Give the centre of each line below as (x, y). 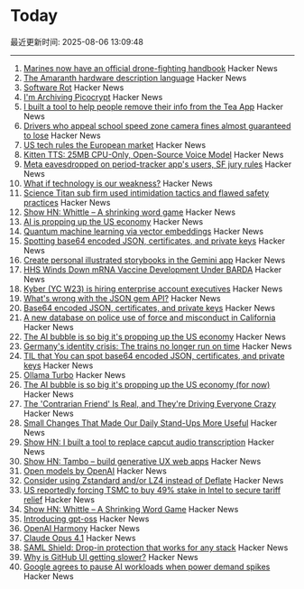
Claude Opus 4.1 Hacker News (79, 538)
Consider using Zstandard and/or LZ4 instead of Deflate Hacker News (153, 480)
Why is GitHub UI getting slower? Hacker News (111, 557)
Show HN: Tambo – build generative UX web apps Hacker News (142, 461)
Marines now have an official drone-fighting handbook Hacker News (150, 68)
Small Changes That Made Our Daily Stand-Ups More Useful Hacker (150, 423)
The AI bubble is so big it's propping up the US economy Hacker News (155, 336)
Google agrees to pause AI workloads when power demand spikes (147, 566)
